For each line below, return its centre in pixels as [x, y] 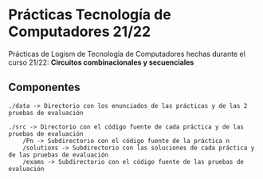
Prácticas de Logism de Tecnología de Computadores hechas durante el [127, 54]
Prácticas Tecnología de [90, 15]
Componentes [45, 88]
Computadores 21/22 [80, 32]
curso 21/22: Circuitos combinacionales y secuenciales [101, 62]
